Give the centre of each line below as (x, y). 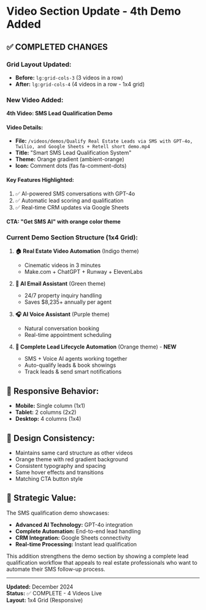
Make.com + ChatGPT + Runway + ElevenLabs (83, 272)
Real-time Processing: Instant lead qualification (76, 544)
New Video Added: (35, 100)
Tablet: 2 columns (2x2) (46, 412)
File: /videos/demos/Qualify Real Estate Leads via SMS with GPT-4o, (104, 141)
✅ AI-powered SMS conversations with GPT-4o (75, 194)
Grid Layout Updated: (39, 64)
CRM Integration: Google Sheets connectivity (73, 538)
